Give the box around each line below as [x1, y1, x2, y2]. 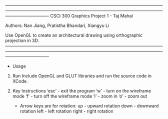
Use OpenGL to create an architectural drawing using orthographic [5, 32, 143, 38]
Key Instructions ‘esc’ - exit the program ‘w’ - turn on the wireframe [12, 88, 151, 93]
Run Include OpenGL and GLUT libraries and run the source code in [12, 73, 152, 78]
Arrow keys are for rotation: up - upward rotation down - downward [19, 103, 159, 108]
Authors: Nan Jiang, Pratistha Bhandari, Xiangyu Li [5, 22, 109, 28]
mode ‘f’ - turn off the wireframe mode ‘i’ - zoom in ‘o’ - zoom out [12, 93, 147, 99]
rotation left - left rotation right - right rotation [19, 108, 113, 114]
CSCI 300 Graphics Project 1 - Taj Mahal [49, 13, 133, 18]
